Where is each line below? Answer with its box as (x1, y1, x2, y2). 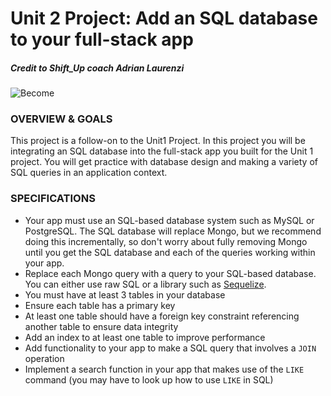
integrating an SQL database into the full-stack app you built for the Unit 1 (10, 145, 314, 157)
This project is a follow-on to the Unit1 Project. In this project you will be (10, 135, 306, 147)
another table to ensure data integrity (24, 320, 179, 332)
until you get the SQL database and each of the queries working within (24, 246, 316, 258)
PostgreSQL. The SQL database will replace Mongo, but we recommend (24, 225, 322, 237)
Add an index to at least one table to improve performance (24, 331, 266, 343)
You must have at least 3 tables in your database (24, 288, 226, 301)
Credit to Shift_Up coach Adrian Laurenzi (10, 62, 185, 74)
